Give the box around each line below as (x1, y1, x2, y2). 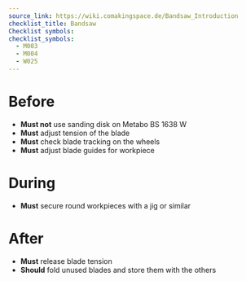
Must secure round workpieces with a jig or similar (20, 200, 191, 210)
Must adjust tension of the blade (20, 128, 130, 138)
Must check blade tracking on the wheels (20, 136, 160, 147)
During (8, 174, 55, 192)
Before (8, 93, 55, 111)
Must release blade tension (20, 256, 112, 266)
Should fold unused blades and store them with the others (20, 265, 217, 274)
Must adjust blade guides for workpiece (20, 145, 155, 155)
